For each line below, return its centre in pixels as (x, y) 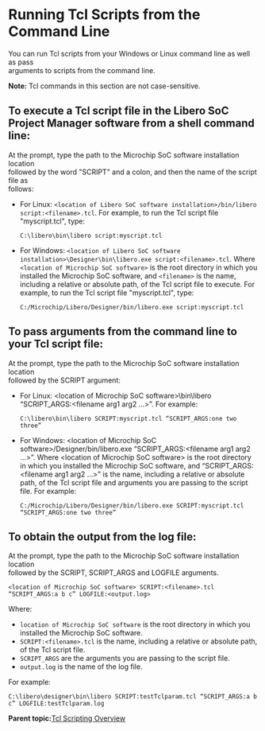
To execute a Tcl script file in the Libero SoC (119, 111)
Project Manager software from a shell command (132, 124)
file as (18, 180)
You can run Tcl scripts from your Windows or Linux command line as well (129, 53)
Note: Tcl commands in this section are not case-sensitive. (104, 86)
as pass (21, 62)
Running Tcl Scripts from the (104, 15)
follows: (21, 189)
